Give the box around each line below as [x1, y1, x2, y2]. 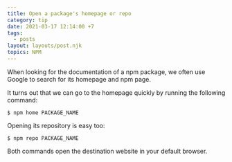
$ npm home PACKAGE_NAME [7, 109, 79, 116]
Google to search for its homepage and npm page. [7, 75, 151, 83]
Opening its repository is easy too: [7, 121, 105, 129]
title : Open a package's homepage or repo [7, 10, 132, 17]
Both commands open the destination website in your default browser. [7, 147, 208, 155]
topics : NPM [7, 49, 42, 56]
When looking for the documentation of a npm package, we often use [7, 67, 206, 76]
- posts [13, 36, 36, 43]
